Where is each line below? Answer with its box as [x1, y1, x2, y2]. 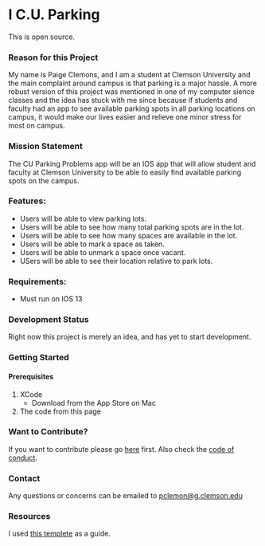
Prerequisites [8, 371, 54, 381]
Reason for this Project [8, 52, 99, 63]
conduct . [8, 453, 38, 462]
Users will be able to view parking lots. [19, 214, 147, 223]
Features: [8, 195, 46, 206]
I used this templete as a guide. [8, 528, 111, 539]
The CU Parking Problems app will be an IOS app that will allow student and [8, 159, 256, 168]
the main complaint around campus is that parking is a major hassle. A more [8, 78, 257, 88]
